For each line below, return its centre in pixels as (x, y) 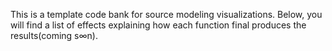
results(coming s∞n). (54, 35)
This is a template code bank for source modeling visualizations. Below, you (166, 14)
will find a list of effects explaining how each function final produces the (158, 25)
